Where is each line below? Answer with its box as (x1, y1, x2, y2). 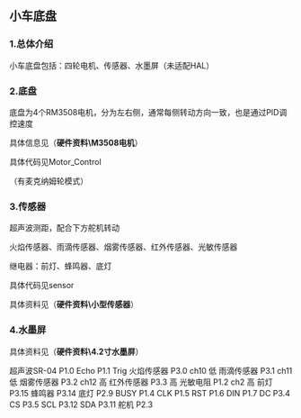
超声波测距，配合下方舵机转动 (9, 223, 120, 233)
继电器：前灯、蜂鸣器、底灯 (9, 260, 112, 272)
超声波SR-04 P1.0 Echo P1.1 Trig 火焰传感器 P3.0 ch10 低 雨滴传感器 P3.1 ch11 (9, 365, 293, 376)
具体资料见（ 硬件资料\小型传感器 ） (9, 299, 139, 310)
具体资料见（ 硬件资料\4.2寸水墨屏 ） (9, 346, 144, 357)
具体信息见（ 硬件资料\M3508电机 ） (9, 137, 143, 148)
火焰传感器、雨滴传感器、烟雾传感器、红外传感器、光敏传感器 (9, 241, 238, 252)
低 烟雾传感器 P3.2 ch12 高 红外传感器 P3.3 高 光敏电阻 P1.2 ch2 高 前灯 (9, 377, 273, 387)
